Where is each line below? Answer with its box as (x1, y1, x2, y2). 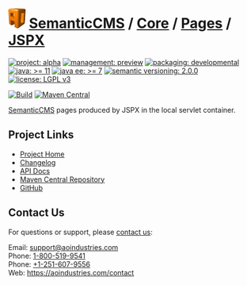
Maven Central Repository (19, 175, 105, 184)
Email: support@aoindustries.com (8, 242, 119, 252)
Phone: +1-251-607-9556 (8, 259, 91, 269)
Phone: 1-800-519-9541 (8, 251, 85, 260)
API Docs (19, 166, 50, 175)
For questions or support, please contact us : (8, 227, 153, 237)
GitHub (19, 183, 44, 192)
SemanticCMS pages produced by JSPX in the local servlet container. (8, 105, 236, 114)
